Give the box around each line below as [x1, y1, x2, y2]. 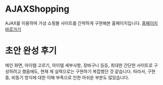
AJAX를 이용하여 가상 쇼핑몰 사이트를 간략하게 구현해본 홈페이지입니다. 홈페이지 [5, 20, 158, 26]
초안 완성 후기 [5, 45, 57, 57]
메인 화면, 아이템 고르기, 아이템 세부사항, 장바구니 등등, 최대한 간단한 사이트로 [5, 62, 153, 68]
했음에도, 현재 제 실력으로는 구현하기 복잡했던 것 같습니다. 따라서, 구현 [22, 68, 156, 74]
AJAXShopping [5, 3, 70, 15]
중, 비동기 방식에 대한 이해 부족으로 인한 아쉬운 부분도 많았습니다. [5, 74, 130, 80]
